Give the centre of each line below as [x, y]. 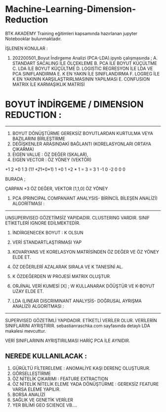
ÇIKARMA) [23, 149]
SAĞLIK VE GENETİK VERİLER [42, 400]
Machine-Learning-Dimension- [71, 9]
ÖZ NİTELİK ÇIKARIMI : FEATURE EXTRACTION [60, 379]
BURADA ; [15, 179]
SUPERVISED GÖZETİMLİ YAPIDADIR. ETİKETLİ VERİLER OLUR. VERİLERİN [81, 320]
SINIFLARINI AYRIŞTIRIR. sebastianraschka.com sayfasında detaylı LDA [78, 326]
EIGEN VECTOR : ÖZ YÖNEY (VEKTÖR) [52, 159]
